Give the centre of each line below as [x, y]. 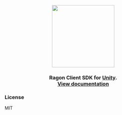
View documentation [83, 84]
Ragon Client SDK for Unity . [83, 78]
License [14, 97]
